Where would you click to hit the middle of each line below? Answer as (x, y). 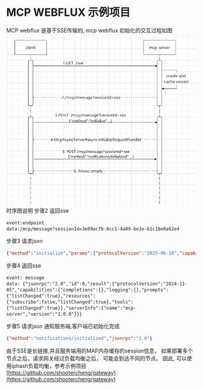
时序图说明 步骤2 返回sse (38, 211)
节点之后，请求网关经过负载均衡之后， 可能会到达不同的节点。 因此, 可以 (97, 359)
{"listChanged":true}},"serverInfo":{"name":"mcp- (71, 308)
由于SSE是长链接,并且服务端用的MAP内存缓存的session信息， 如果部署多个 (100, 351)
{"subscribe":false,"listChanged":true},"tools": (70, 302)
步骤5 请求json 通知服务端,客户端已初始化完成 (63, 326)
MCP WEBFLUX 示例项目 (69, 12)
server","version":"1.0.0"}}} (44, 314)
